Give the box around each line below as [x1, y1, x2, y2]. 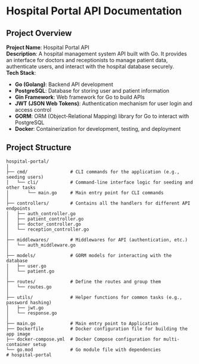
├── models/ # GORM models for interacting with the [6, 252, 172, 258]
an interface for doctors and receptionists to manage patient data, [6, 57, 168, 63]
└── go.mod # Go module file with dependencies [6, 347, 161, 353]
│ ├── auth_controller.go [6, 210, 76, 216]
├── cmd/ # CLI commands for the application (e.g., [6, 169, 180, 175]
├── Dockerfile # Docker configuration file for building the [6, 326, 188, 332]
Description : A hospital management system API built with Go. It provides [6, 50, 187, 57]
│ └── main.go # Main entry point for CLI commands [6, 189, 164, 195]
